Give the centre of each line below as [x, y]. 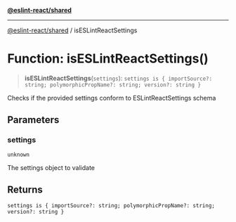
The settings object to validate [51, 167]
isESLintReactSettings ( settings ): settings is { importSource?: [118, 78]
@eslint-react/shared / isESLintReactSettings [72, 30]
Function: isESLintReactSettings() [108, 59]
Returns [25, 190]
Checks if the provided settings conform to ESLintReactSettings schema [112, 98]
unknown [19, 155]
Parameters [33, 120]
